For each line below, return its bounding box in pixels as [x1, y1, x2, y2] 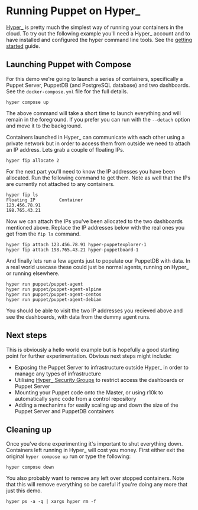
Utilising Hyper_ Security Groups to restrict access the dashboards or [14, 376, 184, 383]
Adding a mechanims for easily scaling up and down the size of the [14, 401, 178, 408]
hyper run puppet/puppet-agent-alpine [6, 286, 102, 292]
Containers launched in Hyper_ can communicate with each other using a [6, 133, 185, 140]
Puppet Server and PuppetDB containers [14, 407, 114, 414]
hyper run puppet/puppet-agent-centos [6, 291, 102, 297]
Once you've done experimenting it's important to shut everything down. [6, 440, 183, 447]
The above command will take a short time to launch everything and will [6, 109, 181, 116]
